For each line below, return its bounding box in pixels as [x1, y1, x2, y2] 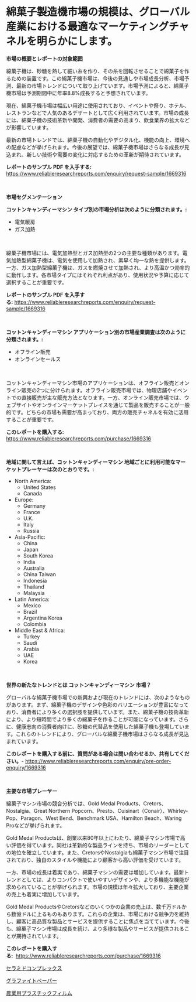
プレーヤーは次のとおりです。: [21, 466, 94, 473]
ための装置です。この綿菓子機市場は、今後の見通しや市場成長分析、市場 [10, 74, 185, 82]
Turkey [23, 633, 40, 640]
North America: [14, 477, 51, 484]
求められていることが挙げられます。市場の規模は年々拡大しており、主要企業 [6, 883, 189, 890]
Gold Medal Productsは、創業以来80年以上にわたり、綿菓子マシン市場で [6, 834, 181, 841]
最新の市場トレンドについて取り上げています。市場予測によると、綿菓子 [16, 82, 190, 89]
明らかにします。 [37, 35, 118, 48]
